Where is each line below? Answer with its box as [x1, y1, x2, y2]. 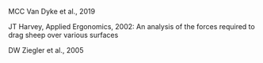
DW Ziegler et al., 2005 [8, 46, 84, 54]
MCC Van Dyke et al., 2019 [8, 7, 96, 16]
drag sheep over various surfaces [8, 31, 119, 39]
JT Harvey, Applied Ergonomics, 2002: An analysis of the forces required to [8, 22, 255, 31]
